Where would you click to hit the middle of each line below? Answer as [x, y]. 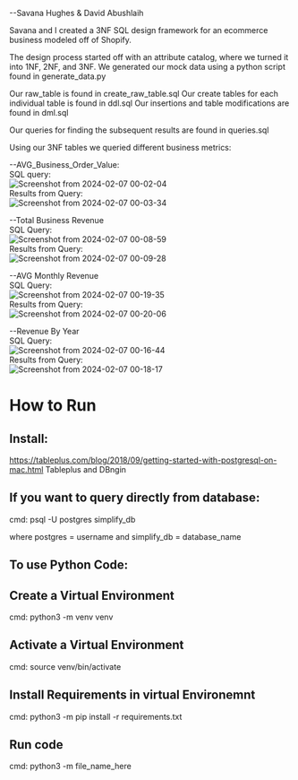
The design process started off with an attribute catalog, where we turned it [149, 57]
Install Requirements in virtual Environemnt [132, 695]
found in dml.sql [39, 113]
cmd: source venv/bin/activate [65, 666]
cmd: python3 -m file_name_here [70, 767]
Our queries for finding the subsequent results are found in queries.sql [139, 130]
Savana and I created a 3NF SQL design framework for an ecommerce [139, 30]
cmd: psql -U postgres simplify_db [72, 519]
